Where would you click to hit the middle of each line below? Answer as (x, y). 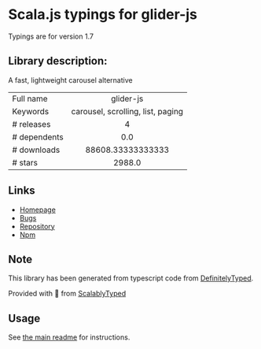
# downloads (36, 150)
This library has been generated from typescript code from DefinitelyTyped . (131, 278)
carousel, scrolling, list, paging (127, 111)
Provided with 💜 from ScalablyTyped (67, 294)
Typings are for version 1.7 (51, 36)
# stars (25, 162)
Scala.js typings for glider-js (103, 15)
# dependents (38, 137)
